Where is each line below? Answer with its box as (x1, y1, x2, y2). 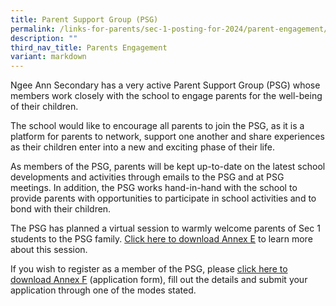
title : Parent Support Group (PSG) (10, 14, 159, 25)
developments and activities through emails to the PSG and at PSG (10, 171, 285, 183)
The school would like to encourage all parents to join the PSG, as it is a (10, 120, 305, 132)
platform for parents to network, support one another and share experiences (10, 131, 325, 143)
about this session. (10, 244, 88, 256)
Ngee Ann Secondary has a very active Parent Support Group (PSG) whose (10, 79, 321, 91)
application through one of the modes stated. (10, 284, 197, 296)
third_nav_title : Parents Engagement (10, 42, 168, 53)
